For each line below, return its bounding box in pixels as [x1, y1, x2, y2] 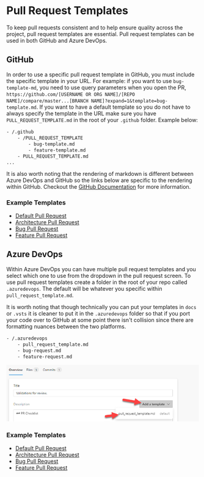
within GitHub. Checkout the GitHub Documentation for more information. [6, 183, 191, 190]
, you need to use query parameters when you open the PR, [36, 84, 186, 91]
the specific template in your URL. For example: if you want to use [6, 77, 172, 84]
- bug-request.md [17, 348, 62, 354]
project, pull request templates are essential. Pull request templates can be [6, 30, 194, 37]
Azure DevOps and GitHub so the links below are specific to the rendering [6, 177, 192, 184]
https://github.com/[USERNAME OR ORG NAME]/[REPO [6, 91, 136, 98]
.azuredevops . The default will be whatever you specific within [6, 285, 162, 292]
